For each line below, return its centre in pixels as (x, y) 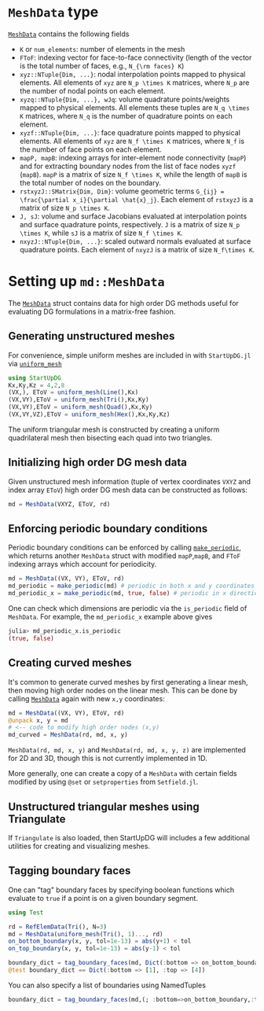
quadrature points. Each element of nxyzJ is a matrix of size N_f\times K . (137, 249)
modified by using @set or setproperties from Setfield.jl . (103, 782)
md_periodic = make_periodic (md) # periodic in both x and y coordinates (132, 586)
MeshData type (53, 12)
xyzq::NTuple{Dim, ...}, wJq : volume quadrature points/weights (125, 99)
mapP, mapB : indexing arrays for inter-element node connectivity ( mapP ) (133, 157)
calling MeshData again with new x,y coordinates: (86, 698)
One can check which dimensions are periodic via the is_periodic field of (128, 608)
